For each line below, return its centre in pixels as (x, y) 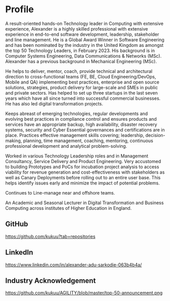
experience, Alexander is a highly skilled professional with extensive (77, 29)
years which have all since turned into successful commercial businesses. (83, 98)
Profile (20, 9)
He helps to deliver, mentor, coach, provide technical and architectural (79, 71)
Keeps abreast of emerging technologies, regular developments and (77, 114)
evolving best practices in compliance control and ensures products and (81, 119)
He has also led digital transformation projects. (54, 103)
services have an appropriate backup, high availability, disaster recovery (81, 124)
